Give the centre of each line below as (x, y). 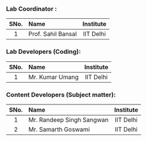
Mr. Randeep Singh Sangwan (69, 120)
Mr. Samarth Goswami (59, 129)
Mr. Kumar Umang (54, 77)
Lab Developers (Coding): (44, 52)
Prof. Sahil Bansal (53, 34)
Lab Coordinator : (31, 9)
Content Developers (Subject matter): (61, 94)
